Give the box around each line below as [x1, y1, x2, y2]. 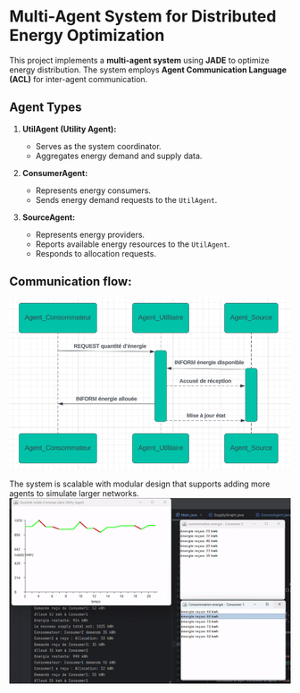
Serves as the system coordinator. [35, 140, 162, 151]
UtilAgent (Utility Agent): [21, 123, 117, 134]
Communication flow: [9, 275, 132, 290]
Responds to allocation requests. [35, 248, 156, 258]
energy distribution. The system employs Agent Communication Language [9, 64, 287, 75]
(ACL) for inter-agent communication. [9, 73, 148, 84]
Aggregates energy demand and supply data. [35, 150, 203, 161]
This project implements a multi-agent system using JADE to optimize [9, 55, 270, 65]
